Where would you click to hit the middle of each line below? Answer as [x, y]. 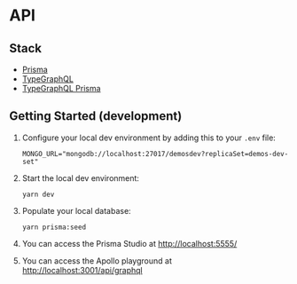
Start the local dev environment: [81, 177]
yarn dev [38, 194]
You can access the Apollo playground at [97, 260]
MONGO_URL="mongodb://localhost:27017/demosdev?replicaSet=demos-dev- [155, 154]
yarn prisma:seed [54, 227]
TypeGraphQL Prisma [61, 88]
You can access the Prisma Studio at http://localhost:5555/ [129, 243]
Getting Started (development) [96, 116]
